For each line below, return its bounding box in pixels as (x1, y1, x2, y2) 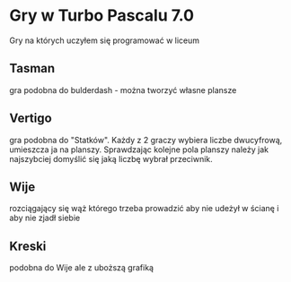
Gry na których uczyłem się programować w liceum (9, 35, 200, 46)
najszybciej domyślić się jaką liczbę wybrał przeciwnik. (9, 153, 213, 164)
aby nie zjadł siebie (9, 212, 81, 224)
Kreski (9, 238, 47, 253)
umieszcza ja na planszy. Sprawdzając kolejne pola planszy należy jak (9, 144, 269, 155)
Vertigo (9, 111, 52, 126)
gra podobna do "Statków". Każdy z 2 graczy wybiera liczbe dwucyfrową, (9, 134, 283, 145)
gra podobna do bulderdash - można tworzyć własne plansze (9, 84, 237, 95)
